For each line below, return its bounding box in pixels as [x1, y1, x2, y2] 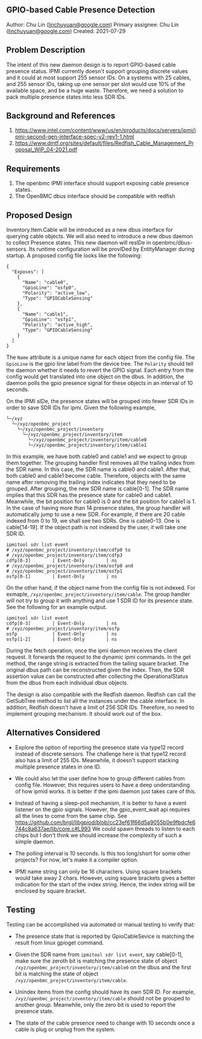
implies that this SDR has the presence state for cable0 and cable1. [6, 492, 172, 499]
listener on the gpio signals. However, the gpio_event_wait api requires [14, 805, 190, 813]
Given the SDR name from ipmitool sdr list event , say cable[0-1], [14, 951, 183, 958]
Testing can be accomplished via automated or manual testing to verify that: [6, 920, 195, 928]
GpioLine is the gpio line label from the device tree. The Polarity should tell [6, 360, 194, 368]
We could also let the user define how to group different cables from [14, 774, 185, 782]
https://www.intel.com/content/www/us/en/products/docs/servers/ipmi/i [14, 127, 196, 134]
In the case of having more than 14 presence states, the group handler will [6, 504, 191, 512]
